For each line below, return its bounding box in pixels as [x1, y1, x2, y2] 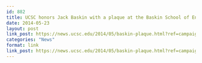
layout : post [6, 25, 39, 32]
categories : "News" [6, 37, 55, 43]
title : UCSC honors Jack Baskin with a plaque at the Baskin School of [6, 14, 189, 20]
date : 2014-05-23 [6, 20, 50, 26]
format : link [6, 43, 39, 49]
